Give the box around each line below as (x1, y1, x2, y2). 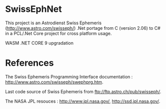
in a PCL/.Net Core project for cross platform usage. (5, 30, 112, 36)
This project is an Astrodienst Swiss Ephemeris (5, 20, 102, 26)
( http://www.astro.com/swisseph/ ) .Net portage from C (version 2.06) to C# (5, 25, 161, 31)
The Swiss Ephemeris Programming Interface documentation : (5, 73, 133, 80)
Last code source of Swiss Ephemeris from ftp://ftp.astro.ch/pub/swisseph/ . (5, 88, 162, 95)
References (5, 57, 54, 69)
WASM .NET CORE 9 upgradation (5, 40, 74, 46)
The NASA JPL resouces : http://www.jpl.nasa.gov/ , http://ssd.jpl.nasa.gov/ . (5, 98, 161, 104)
